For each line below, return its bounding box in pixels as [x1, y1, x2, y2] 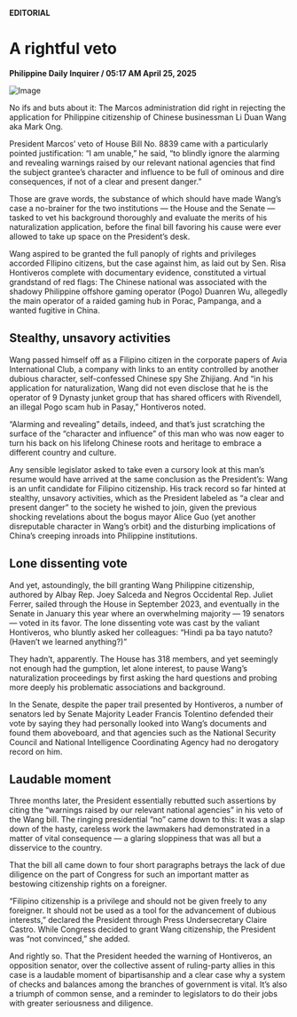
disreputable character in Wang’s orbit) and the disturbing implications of [9, 520, 277, 531]
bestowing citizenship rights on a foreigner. [9, 878, 168, 889]
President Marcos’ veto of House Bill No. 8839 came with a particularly [9, 138, 269, 149]
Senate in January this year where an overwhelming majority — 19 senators [9, 608, 285, 618]
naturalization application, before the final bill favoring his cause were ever [9, 221, 282, 232]
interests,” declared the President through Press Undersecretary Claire [9, 915, 268, 926]
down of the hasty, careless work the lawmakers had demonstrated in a [9, 823, 270, 834]
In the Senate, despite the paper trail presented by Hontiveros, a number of [9, 699, 284, 710]
